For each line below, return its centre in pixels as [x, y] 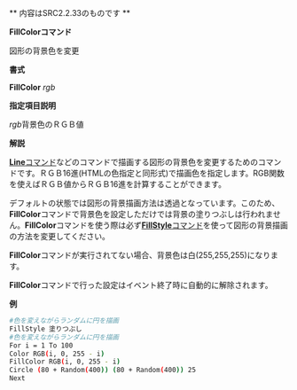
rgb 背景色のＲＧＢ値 [47, 124]
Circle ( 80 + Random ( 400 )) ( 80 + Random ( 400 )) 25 [103, 370]
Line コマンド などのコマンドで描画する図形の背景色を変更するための [134, 162]
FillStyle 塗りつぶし [46, 329]
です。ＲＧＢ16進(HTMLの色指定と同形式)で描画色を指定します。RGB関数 [151, 173]
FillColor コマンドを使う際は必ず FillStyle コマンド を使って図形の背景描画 [156, 225]
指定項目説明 [32, 105]
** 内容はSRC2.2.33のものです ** [70, 13]
